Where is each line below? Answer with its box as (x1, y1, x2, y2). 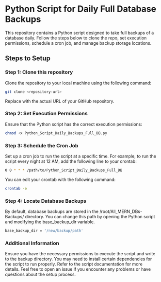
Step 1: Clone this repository (5, 69, 73, 76)
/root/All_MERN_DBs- (99, 209, 142, 214)
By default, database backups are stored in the (5, 209, 98, 214)
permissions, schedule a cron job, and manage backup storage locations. (5, 40, 152, 46)
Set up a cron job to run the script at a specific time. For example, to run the (5, 153, 157, 159)
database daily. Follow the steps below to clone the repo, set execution (5, 35, 147, 41)
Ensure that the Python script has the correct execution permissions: (5, 121, 142, 127)
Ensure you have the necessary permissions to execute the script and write (5, 251, 156, 257)
